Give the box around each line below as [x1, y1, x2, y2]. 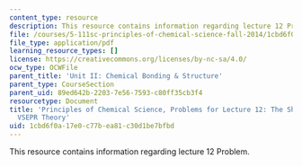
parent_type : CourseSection [9, 80, 115, 89]
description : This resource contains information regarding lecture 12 [9, 22, 283, 31]
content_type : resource [9, 13, 99, 22]
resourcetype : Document [9, 96, 99, 106]
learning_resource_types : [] [9, 47, 119, 56]
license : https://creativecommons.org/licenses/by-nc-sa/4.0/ [9, 55, 247, 64]
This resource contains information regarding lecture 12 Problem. [9, 146, 250, 157]
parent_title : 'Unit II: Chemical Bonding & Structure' [9, 72, 223, 81]
